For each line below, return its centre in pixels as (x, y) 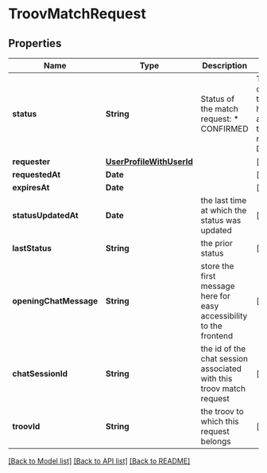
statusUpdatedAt (45, 215)
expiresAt (31, 188)
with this (217, 379)
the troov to (222, 411)
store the (217, 266)
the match (219, 109)
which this (220, 421)
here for (215, 296)
